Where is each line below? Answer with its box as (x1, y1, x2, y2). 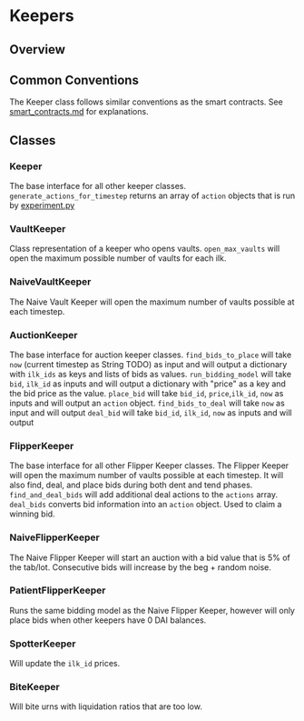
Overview (9, 42, 66, 57)
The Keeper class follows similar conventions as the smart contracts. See (9, 96, 283, 107)
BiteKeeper (9, 681, 61, 694)
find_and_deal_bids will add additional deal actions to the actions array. (9, 489, 279, 500)
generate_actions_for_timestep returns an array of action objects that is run (9, 190, 296, 201)
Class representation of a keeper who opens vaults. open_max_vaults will (9, 243, 280, 255)
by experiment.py (9, 200, 75, 211)
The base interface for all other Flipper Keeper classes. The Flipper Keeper (9, 460, 289, 471)
